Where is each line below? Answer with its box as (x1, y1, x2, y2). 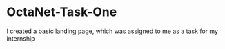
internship (6, 34, 35, 42)
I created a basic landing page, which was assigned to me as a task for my (6, 27, 219, 35)
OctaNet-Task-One (6, 4, 117, 20)
